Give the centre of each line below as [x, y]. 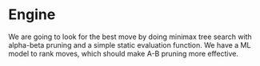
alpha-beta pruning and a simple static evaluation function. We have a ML [130, 45]
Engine [32, 15]
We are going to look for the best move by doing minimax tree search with [130, 37]
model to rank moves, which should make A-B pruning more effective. [123, 53]
